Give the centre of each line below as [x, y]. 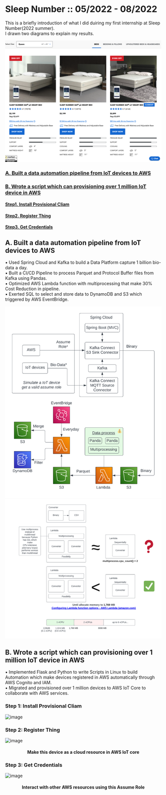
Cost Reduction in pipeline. [33, 289]
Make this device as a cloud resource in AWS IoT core [83, 752]
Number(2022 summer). [30, 28]
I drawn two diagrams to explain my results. [50, 33]
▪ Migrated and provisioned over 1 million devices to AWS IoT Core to [76, 688]
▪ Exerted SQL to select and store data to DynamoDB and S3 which [74, 294]
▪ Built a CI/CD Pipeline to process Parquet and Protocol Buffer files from [80, 273]
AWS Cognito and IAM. [28, 683]
